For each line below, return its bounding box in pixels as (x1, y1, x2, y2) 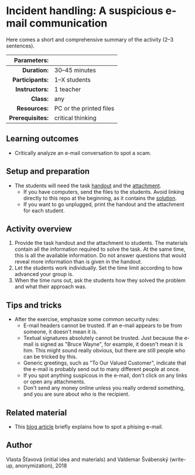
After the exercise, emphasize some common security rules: (14, 316, 160, 323)
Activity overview (6, 224, 72, 234)
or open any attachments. (23, 378, 86, 385)
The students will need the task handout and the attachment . (14, 182, 162, 189)
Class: (31, 95, 49, 103)
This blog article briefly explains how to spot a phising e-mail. (14, 423, 163, 430)
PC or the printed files (54, 104, 115, 112)
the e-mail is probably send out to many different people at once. (23, 366, 180, 373)
